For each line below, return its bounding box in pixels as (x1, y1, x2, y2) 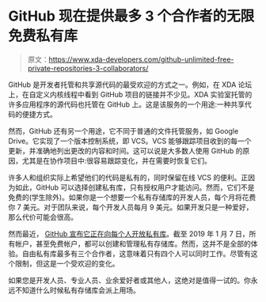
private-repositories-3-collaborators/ (27, 63, 149, 73)
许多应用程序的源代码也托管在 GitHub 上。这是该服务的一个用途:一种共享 (8, 100, 245, 109)
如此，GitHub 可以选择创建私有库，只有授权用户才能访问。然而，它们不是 (14, 183, 255, 192)
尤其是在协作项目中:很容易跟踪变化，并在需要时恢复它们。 (21, 156, 212, 165)
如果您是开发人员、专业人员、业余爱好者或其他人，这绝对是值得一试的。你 (8, 275, 251, 285)
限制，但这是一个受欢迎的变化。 (14, 259, 120, 268)
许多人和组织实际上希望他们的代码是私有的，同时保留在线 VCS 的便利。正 (8, 172, 249, 182)
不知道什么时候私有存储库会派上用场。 (14, 285, 140, 295)
